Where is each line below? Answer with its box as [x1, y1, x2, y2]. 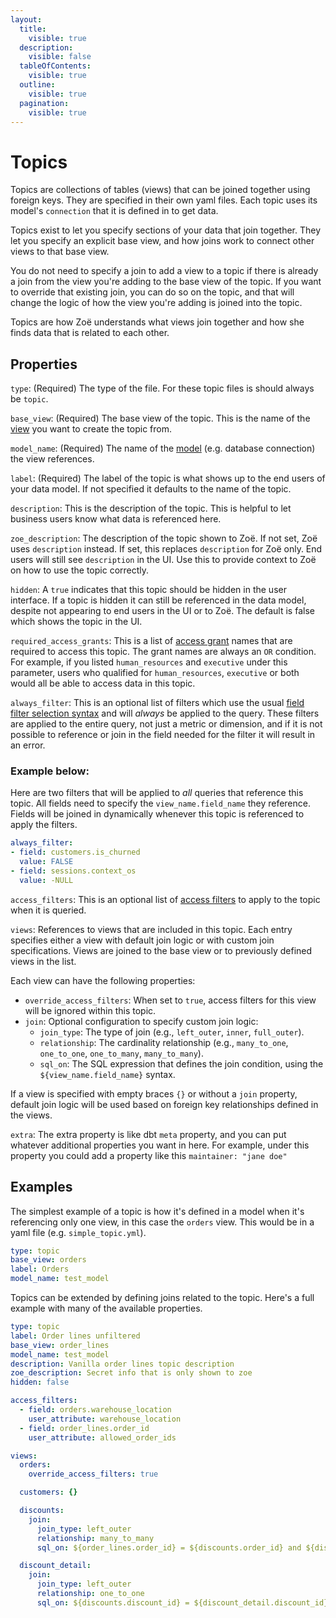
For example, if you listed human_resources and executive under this [10, 656, 288, 668]
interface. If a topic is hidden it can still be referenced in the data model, [10, 594, 307, 606]
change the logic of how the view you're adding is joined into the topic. [10, 297, 303, 309]
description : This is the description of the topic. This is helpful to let [10, 502, 292, 515]
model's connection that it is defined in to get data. [10, 205, 219, 217]
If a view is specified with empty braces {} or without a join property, [10, 1087, 298, 1100]
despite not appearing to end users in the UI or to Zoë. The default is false [10, 605, 315, 617]
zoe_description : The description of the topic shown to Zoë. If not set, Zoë [10, 532, 318, 545]
